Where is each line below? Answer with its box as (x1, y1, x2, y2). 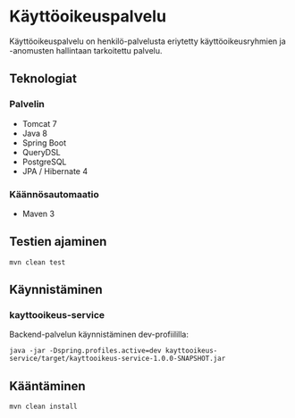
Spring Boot (21, 137, 67, 148)
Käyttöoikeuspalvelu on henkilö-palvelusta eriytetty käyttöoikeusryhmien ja (9, 36, 286, 46)
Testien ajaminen (9, 234, 107, 249)
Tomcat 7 (21, 118, 57, 129)
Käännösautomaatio (9, 188, 100, 200)
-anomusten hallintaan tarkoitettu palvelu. (9, 45, 163, 55)
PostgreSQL (21, 156, 67, 167)
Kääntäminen (9, 378, 87, 394)
